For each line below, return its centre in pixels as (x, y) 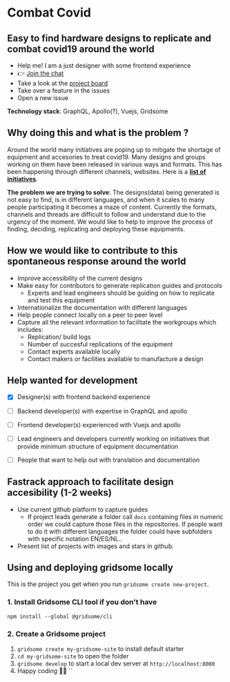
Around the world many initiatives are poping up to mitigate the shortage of (114, 149)
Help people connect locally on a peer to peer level (90, 315)
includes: (30, 329)
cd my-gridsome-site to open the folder (73, 656)
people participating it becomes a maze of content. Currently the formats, (112, 207)
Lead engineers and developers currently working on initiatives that (113, 438)
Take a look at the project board (63, 83)
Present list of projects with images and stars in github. (95, 546)
